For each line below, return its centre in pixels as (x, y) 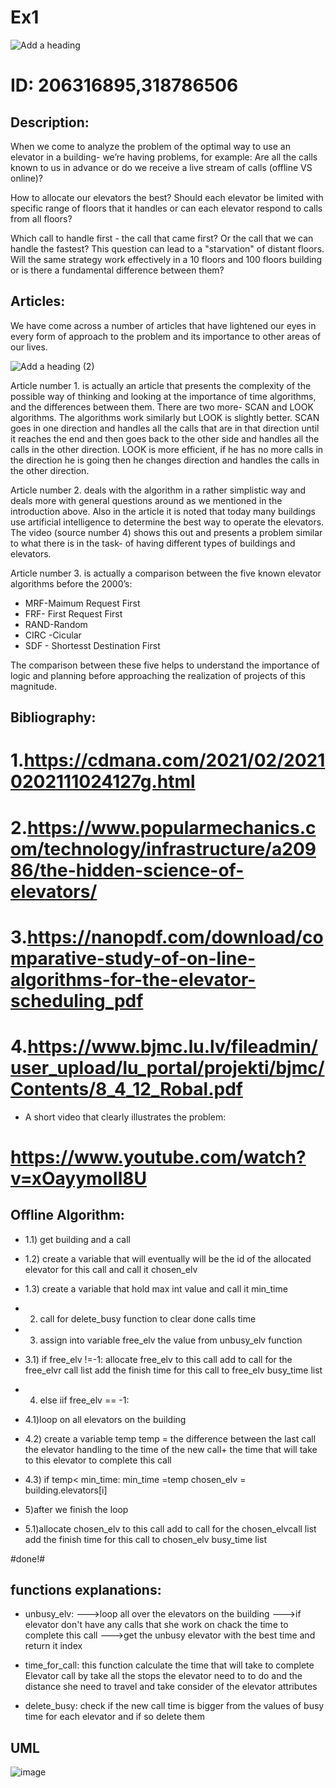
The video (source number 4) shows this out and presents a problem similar (166, 532)
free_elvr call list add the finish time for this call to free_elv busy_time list (173, 1370)
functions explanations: (86, 1590)
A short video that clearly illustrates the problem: (125, 1117)
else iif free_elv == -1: (84, 1400)
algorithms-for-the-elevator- (133, 979)
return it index (53, 1646)
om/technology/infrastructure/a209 (163, 848)
